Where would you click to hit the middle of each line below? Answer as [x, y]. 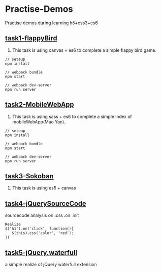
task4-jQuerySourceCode [46, 203]
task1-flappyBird [31, 38]
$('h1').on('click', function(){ [39, 229]
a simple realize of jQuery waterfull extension [51, 264]
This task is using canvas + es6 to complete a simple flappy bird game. [84, 50]
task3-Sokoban [30, 176]
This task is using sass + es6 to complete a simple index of [72, 117]
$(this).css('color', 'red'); [43, 233]
